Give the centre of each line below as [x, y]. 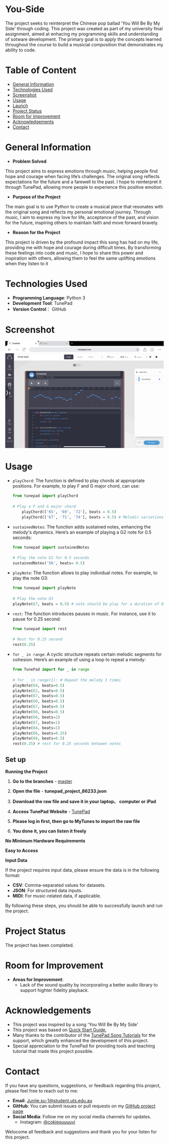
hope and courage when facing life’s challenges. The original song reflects [82, 176]
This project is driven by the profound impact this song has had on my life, [82, 242]
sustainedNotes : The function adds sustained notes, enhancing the [81, 526]
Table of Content [41, 70]
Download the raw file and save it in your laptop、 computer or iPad [84, 802]
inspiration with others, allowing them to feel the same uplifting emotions [80, 258]
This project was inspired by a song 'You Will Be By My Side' [75, 1024]
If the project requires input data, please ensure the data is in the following [82, 870]
